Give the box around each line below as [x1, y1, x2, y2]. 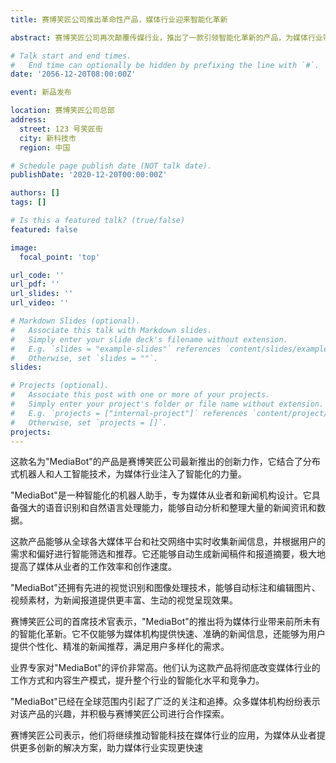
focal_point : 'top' [19, 252, 101, 262]
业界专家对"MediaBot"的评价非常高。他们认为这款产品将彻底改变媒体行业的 [10, 662, 321, 674]
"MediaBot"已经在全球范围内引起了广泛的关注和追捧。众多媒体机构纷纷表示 [10, 696, 321, 708]
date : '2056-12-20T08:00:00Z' [10, 69, 137, 80]
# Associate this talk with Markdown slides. [10, 325, 213, 335]
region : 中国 [19, 142, 71, 153]
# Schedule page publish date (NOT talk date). [10, 161, 213, 171]
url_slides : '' [10, 289, 74, 299]
